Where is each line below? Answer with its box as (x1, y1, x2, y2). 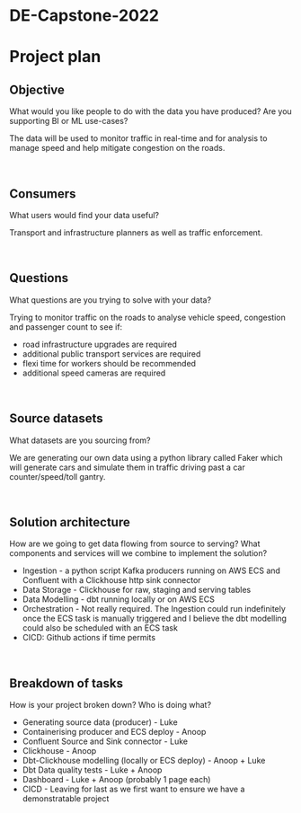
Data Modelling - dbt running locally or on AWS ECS (22, 594, 216, 605)
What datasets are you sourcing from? (9, 435, 151, 446)
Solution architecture (9, 515, 130, 530)
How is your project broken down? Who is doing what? (9, 700, 212, 711)
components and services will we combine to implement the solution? (9, 548, 268, 559)
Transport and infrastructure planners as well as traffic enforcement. (9, 227, 263, 238)
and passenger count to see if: (9, 321, 123, 332)
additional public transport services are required (22, 348, 201, 359)
